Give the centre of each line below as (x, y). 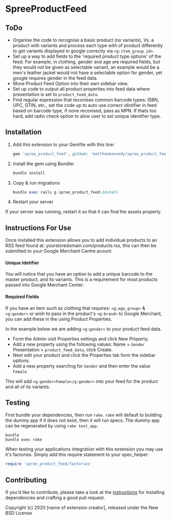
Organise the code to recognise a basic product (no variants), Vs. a (83, 40)
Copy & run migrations (36, 183)
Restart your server (33, 202)
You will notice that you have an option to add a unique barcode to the (79, 274)
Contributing (26, 480)
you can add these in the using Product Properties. (59, 319)
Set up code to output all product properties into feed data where (81, 89)
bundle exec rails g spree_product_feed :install (65, 192)
